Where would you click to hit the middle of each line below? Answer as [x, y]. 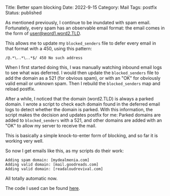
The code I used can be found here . [43, 188]
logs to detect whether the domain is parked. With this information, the [79, 109]
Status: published [24, 13]
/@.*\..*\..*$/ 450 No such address [44, 58]
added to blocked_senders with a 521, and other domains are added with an [84, 120]
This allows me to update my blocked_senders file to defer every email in [81, 43]
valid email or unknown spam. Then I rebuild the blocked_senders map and [83, 84]
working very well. [25, 141]
